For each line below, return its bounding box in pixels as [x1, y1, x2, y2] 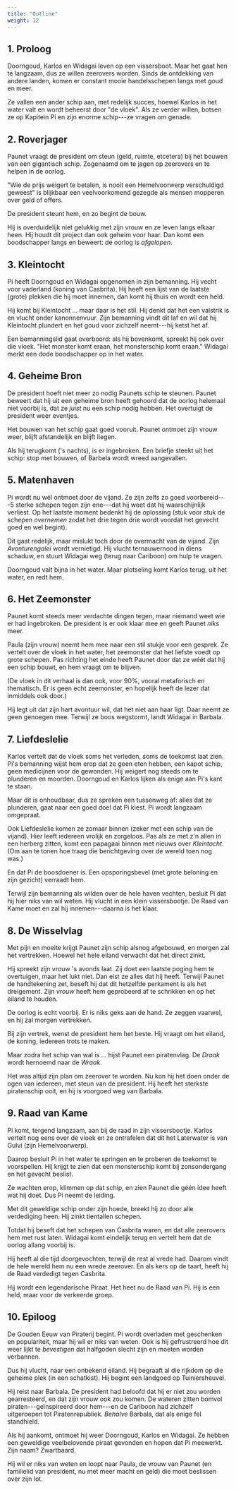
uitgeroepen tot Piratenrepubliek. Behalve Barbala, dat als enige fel [7, 1410, 202, 1418]
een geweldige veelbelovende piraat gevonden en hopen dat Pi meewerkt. [7, 1438, 223, 1447]
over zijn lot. [7, 1474, 44, 1483]
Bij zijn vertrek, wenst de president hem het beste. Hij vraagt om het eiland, [7, 1030, 225, 1038]
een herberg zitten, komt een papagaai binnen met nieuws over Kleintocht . [7, 839, 224, 848]
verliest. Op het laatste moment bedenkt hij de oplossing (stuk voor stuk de [7, 507, 225, 516]
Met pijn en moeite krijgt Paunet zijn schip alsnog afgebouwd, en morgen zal [7, 944, 230, 951]
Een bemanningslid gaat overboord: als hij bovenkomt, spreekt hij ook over [7, 335, 224, 343]
